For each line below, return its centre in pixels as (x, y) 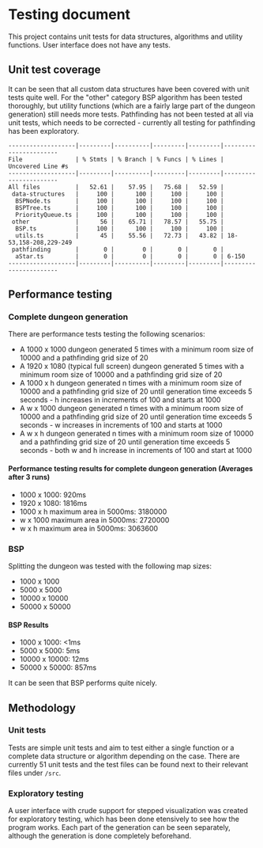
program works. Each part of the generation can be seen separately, (119, 827)
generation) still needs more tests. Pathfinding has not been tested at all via (131, 114)
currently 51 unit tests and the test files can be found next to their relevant (128, 764)
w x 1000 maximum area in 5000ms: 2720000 (94, 519)
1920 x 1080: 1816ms (53, 503)
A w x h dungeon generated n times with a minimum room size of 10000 (137, 434)
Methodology (42, 707)
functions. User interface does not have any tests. (90, 44)
